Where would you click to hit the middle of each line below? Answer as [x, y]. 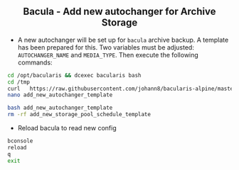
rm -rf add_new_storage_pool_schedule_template [79, 115]
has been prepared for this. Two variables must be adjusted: [106, 47]
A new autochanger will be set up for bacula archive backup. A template [123, 40]
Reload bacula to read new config [67, 128]
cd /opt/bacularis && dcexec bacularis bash [74, 75]
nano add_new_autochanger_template [60, 95]
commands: [35, 62]
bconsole [20, 141]
